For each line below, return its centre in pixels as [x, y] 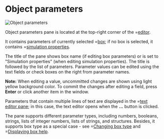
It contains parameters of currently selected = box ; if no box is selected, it [79, 41]
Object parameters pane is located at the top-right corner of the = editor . [78, 32]
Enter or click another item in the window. [47, 92]
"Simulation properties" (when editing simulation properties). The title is [77, 61]
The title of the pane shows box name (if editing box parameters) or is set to [82, 56]
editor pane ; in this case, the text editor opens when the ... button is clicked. [82, 106]
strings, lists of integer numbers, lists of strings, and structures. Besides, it [80, 121]
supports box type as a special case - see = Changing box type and [73, 126]
